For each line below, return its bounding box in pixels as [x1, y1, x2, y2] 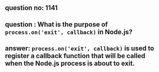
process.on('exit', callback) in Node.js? [5, 28, 133, 36]
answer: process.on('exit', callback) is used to [5, 44, 154, 53]
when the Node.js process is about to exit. [5, 59, 135, 68]
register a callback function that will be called [5, 52, 145, 60]
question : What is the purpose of [5, 20, 108, 29]
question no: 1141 [5, 4, 58, 12]
